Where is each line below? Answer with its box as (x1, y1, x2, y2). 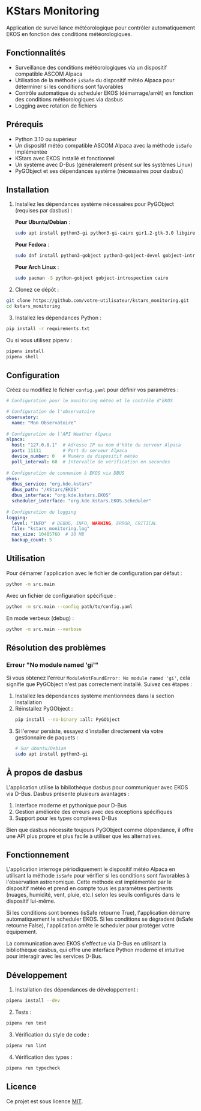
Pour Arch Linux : (14, 263, 59, 271)
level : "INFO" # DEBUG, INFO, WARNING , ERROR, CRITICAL (11, 520, 157, 526)
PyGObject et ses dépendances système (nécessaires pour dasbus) (14, 167, 184, 175)
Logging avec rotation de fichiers (14, 102, 97, 109)
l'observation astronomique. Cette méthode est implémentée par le (6, 878, 172, 886)
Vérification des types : (14, 1053, 73, 1061)
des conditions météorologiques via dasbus (14, 95, 123, 103)
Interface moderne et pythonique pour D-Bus (14, 801, 127, 808)
